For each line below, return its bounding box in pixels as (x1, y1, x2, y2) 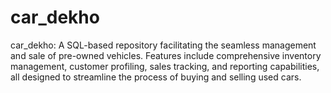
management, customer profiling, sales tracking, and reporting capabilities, (10, 60, 320, 72)
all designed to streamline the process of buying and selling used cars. (10, 71, 302, 83)
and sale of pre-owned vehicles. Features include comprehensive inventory (10, 49, 322, 61)
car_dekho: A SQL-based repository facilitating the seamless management (10, 39, 317, 51)
